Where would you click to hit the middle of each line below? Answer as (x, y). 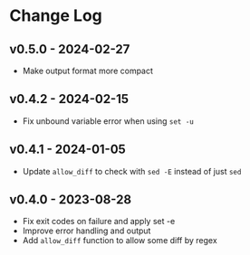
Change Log (56, 16)
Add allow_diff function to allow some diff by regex (120, 241)
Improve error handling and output (87, 231)
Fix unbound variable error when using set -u (108, 121)
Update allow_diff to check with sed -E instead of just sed (132, 171)
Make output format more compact (88, 71)
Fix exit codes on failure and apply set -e (99, 222)
